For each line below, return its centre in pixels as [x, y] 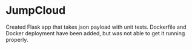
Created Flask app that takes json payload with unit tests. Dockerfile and [96, 27]
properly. [17, 39]
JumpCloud [36, 10]
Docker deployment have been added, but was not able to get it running [95, 33]
